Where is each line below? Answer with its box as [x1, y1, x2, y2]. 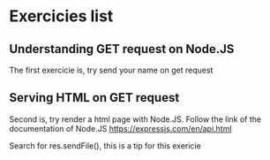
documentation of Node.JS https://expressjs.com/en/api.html [9, 123, 232, 133]
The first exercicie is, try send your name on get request [9, 65, 214, 75]
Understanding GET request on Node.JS [9, 42, 235, 57]
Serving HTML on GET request [9, 90, 180, 105]
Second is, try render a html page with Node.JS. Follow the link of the [9, 113, 262, 125]
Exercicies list [9, 6, 114, 27]
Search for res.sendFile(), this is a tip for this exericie [9, 140, 201, 151]
